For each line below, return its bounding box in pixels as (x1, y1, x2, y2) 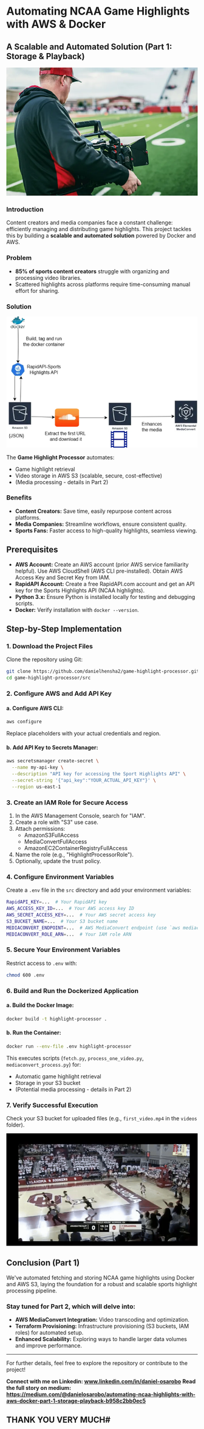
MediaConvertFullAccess (24, 837, 87, 845)
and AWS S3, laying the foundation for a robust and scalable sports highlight (6, 1280, 197, 1288)
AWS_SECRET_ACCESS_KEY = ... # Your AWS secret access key (6, 912, 156, 918)
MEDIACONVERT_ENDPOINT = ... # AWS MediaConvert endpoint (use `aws (6, 925, 181, 931)
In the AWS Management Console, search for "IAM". (15, 812, 146, 819)
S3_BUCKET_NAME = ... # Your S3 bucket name (6, 918, 118, 925)
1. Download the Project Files (6, 642, 93, 650)
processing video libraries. (15, 274, 82, 281)
